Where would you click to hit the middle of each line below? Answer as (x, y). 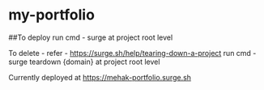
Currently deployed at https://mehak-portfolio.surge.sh (100, 77)
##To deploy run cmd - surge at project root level (91, 37)
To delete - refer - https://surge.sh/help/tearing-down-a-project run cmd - (132, 53)
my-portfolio (52, 15)
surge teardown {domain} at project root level (84, 62)
